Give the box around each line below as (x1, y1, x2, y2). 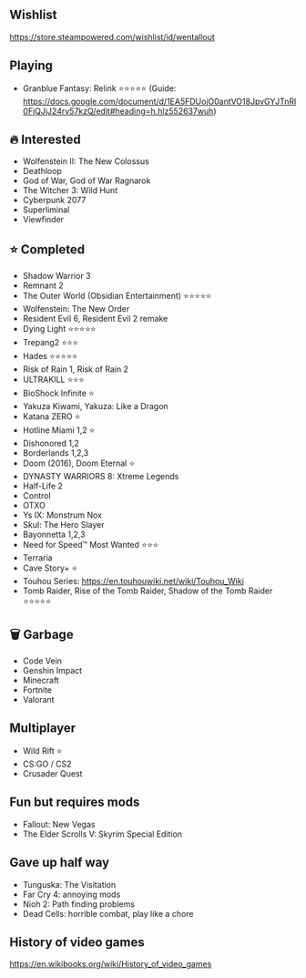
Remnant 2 (22, 280, 64, 291)
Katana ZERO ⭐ (22, 411, 81, 422)
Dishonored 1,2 (22, 438, 79, 449)
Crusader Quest (22, 767, 83, 778)
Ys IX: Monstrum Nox (22, 510, 103, 520)
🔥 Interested (9, 132, 81, 148)
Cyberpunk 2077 (22, 195, 87, 206)
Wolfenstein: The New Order (22, 304, 130, 314)
